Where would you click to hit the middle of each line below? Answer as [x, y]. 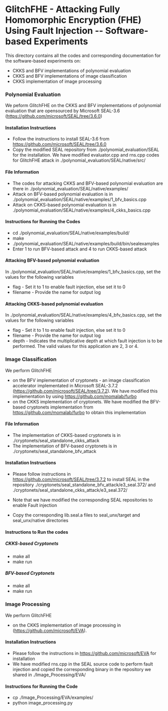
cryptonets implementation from [60, 407]
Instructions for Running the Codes [43, 222]
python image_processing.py [43, 703]
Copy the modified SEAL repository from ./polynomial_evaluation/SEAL [86, 149]
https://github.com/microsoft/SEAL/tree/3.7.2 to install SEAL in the [81, 479]
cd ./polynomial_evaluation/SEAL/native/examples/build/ [71, 233]
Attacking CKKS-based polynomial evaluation [54, 303]
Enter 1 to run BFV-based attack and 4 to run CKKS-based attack [80, 249]
